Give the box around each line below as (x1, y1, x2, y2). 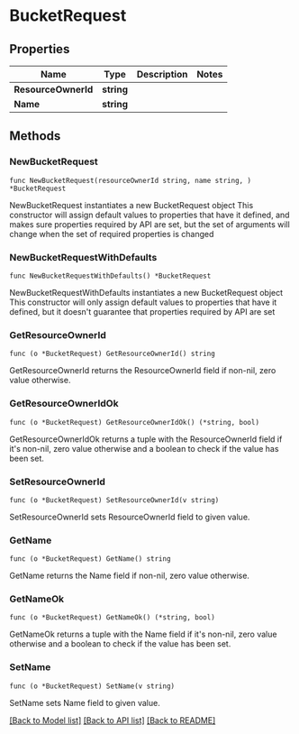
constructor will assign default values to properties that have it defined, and (9, 209, 290, 220)
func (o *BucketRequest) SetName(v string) (9, 682, 176, 691)
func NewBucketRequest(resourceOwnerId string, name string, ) (9, 176, 252, 185)
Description (136, 69, 188, 80)
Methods (9, 128, 61, 144)
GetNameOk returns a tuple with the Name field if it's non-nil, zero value (9, 628, 277, 640)
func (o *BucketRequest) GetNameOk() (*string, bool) (9, 613, 216, 622)
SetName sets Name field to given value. (9, 697, 160, 708)
